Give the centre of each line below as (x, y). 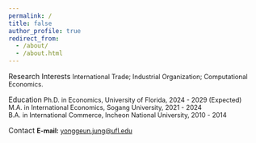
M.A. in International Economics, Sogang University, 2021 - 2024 (105, 107)
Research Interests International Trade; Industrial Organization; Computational (128, 76)
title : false (30, 23)
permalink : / (30, 16)
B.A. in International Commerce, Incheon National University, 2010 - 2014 (118, 115)
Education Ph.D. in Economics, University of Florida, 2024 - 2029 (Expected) (125, 99)
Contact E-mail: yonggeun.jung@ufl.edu (71, 130)
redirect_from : (34, 38)
